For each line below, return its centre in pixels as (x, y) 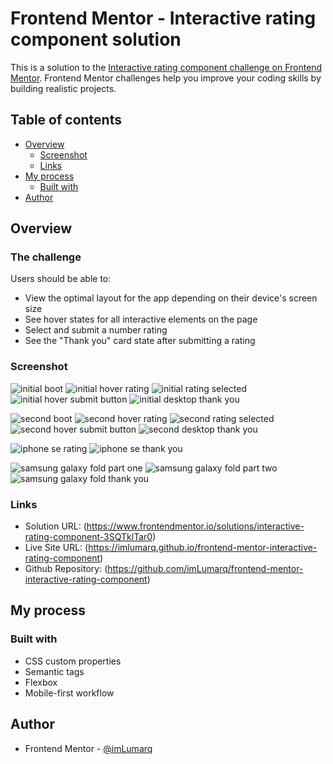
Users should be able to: (61, 279)
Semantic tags (54, 671)
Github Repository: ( (66, 569)
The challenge (46, 257)
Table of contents (66, 120)
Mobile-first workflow (69, 693)
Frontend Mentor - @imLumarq (88, 748)
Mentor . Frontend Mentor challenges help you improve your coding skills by (166, 78)
